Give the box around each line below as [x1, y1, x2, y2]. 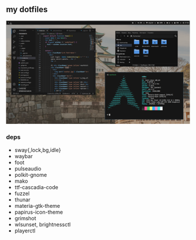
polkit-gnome [14, 171, 47, 178]
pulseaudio [14, 165, 42, 172]
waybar [14, 152, 33, 159]
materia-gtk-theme [14, 202, 60, 209]
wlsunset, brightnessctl [14, 221, 71, 228]
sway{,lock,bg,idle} [14, 146, 61, 154]
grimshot [14, 214, 37, 221]
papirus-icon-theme [14, 208, 63, 215]
